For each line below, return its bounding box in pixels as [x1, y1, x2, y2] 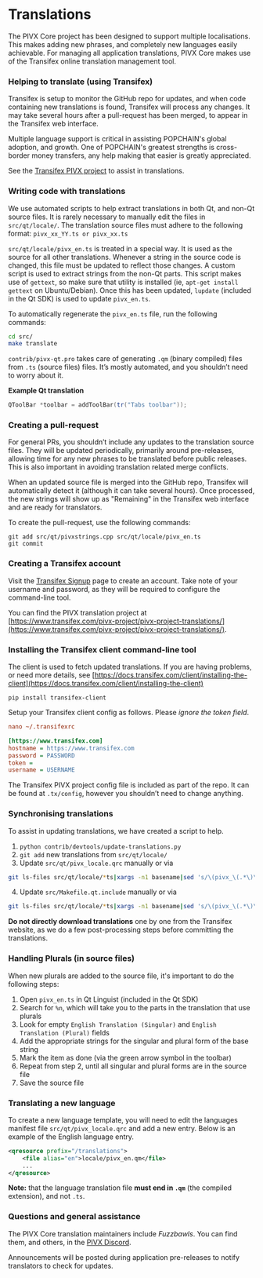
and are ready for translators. [8, 502, 103, 512]
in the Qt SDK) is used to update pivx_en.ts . [8, 294, 151, 303]
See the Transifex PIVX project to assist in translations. [8, 166, 185, 176]
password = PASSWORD [8, 751, 76, 759]
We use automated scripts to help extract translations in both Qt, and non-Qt [8, 203, 255, 213]
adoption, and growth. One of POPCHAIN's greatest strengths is [8, 143, 215, 152]
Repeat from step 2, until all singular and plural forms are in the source [19, 1061, 247, 1071]
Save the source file [19, 1078, 85, 1087]
